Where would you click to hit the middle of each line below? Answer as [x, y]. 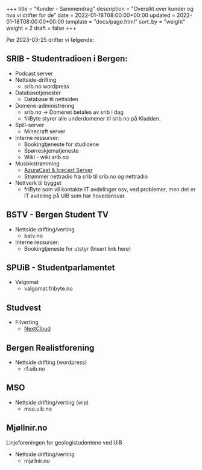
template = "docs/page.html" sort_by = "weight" [125, 22]
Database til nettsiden [51, 99]
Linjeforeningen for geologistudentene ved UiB [64, 442]
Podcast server [34, 73]
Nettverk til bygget [38, 183]
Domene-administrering [45, 105]
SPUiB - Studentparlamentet [61, 268]
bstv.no [33, 236]
